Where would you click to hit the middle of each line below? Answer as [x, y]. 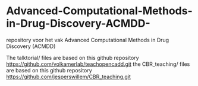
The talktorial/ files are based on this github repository [73, 58]
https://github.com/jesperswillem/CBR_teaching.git [68, 77]
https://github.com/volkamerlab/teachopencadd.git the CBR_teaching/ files [98, 64]
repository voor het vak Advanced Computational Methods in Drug [88, 40]
